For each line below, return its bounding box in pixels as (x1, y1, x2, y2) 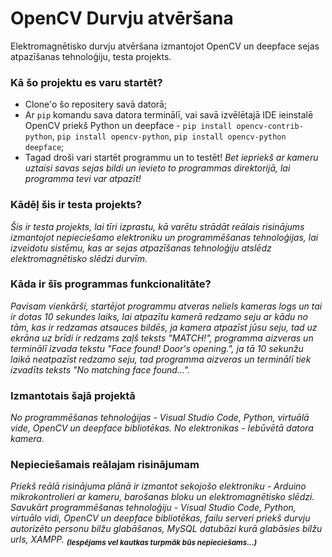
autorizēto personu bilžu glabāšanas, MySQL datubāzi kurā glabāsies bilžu (10, 523, 323, 535)
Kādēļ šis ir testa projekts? (10, 198, 142, 212)
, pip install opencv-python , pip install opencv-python (51, 130, 287, 142)
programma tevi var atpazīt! (24, 173, 142, 185)
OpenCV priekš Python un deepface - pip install (24, 120, 233, 132)
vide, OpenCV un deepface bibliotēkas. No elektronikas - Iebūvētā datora (10, 422, 314, 434)
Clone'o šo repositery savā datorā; (24, 98, 168, 111)
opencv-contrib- (236, 122, 304, 132)
